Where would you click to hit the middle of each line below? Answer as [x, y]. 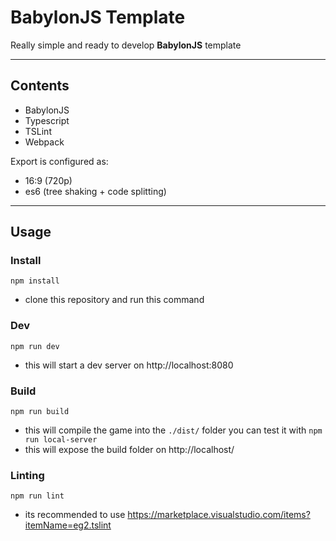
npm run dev [35, 346]
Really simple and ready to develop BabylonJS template [126, 45]
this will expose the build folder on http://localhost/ [129, 450]
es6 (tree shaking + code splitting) [95, 191]
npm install [35, 281]
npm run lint [37, 496]
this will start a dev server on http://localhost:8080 [129, 365]
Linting [27, 475]
